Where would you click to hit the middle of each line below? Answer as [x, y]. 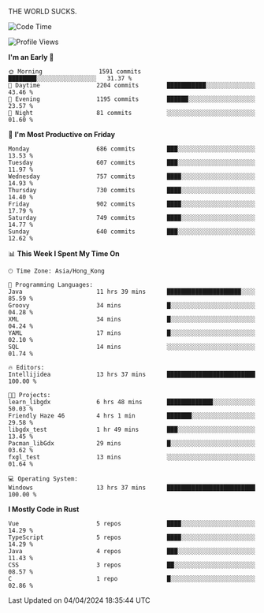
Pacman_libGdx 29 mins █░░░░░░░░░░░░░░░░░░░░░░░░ [132, 444]
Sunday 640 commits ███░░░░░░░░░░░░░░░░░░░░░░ [132, 232]
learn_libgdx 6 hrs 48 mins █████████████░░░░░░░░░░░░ [132, 402]
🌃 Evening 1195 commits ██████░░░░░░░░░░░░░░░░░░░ [132, 99]
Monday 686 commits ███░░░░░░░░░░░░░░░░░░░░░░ [132, 149]
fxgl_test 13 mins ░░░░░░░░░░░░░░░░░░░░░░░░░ [132, 457]
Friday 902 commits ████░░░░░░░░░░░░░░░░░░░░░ [132, 204]
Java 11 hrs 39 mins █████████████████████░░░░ [132, 292]
